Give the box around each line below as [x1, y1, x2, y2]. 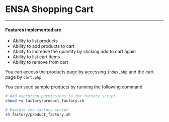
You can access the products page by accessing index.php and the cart [5, 69, 154, 75]
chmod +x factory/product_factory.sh [5, 98, 84, 103]
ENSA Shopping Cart [5, 4, 94, 15]
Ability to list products [12, 38, 58, 44]
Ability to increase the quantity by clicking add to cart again [12, 49, 136, 55]
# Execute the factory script [5, 107, 69, 112]
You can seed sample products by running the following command [5, 84, 143, 90]
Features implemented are [5, 27, 61, 33]
